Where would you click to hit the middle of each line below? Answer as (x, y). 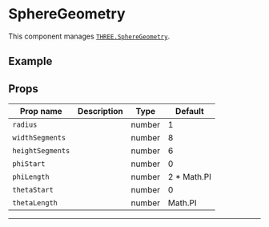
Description (100, 111)
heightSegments (41, 151)
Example (30, 61)
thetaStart (33, 190)
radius (25, 125)
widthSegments (39, 138)
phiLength (31, 177)
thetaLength (35, 203)
